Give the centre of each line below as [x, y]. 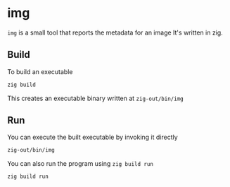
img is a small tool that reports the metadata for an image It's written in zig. [115, 32]
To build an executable [40, 71]
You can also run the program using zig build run [80, 164]
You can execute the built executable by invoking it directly [92, 137]
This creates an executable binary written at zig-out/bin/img [96, 98]
